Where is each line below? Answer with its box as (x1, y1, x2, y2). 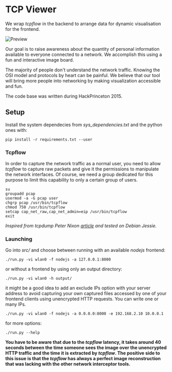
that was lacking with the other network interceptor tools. (5, 361, 131, 367)
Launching (5, 235, 32, 242)
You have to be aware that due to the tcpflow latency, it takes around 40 (5, 339, 161, 345)
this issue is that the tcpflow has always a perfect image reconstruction (5, 356, 161, 362)
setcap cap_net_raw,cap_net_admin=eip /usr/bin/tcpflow (5, 209, 127, 214)
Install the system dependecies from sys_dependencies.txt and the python (5, 122, 163, 128)
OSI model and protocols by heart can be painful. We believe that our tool (5, 72, 160, 78)
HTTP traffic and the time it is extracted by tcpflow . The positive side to (5, 350, 160, 356)
